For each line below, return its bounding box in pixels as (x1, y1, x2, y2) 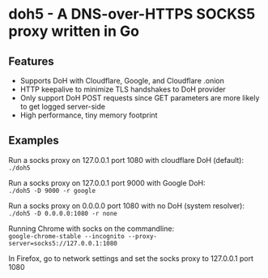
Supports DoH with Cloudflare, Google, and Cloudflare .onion (19, 76, 224, 85)
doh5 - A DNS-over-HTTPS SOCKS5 (8, 5, 256, 24)
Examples (8, 134, 59, 148)
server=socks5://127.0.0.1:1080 (8, 239, 117, 247)
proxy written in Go (8, 22, 140, 41)
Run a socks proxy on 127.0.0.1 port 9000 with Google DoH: (8, 177, 206, 187)
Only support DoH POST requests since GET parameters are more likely (19, 93, 260, 102)
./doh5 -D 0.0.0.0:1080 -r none (8, 209, 117, 217)
